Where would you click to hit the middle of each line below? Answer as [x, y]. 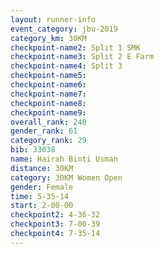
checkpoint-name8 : [48, 103]
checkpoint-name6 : [48, 85]
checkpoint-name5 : [48, 76]
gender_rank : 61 [44, 131]
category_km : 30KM [48, 38]
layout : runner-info [53, 19]
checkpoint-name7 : [48, 94]
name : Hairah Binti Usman [64, 159]
